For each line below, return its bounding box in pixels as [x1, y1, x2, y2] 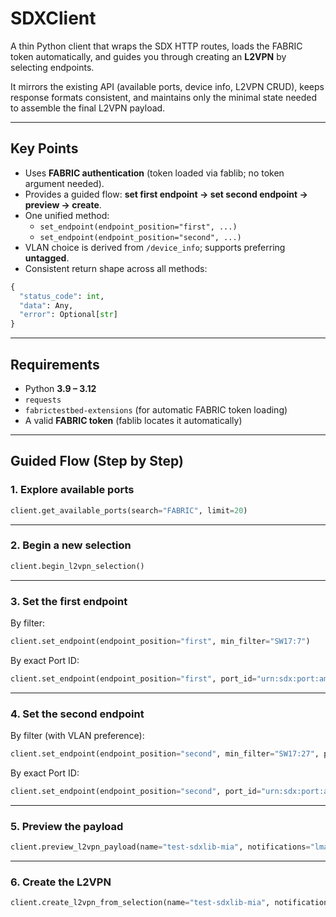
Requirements [10, 356, 100, 373]
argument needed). [24, 177, 105, 189]
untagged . [24, 252, 70, 264]
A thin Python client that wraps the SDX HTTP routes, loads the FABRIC [10, 40, 303, 52]
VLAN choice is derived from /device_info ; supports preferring [24, 241, 286, 253]
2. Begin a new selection [10, 538, 132, 552]
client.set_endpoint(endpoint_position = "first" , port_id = [10, 673, 257, 684]
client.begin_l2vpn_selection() [10, 561, 145, 571]
